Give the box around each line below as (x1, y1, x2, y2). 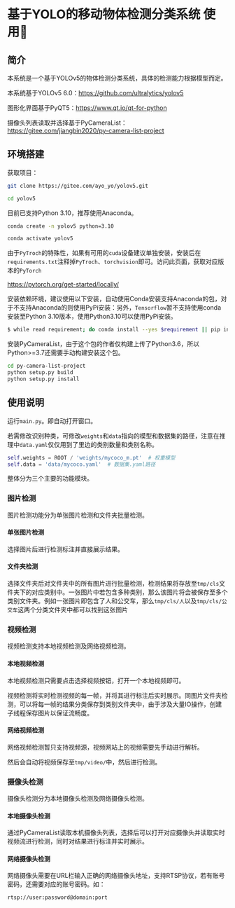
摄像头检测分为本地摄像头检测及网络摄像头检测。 (7, 794, 148, 803)
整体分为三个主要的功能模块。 (7, 474, 93, 483)
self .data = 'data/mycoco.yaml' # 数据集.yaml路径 (7, 460, 156, 468)
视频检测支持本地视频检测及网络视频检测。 (7, 642, 130, 650)
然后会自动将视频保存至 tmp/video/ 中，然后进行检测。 (7, 757, 162, 766)
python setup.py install (7, 376, 80, 383)
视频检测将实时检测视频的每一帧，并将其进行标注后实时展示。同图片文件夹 (7, 691, 222, 699)
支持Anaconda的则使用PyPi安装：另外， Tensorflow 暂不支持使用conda (19, 303, 222, 312)
